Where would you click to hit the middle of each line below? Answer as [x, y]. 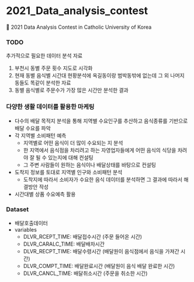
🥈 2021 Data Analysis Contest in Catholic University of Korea [79, 27]
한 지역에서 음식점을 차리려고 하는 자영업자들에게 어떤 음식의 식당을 [100, 150]
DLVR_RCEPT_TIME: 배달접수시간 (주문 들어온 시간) [82, 236]
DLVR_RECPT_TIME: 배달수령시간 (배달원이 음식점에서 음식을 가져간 [101, 251]
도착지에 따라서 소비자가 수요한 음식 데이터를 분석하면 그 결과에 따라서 [103, 179]
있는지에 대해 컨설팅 [70, 157]
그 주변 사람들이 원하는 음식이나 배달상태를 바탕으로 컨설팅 [90, 165]
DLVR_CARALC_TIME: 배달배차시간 [64, 244]
